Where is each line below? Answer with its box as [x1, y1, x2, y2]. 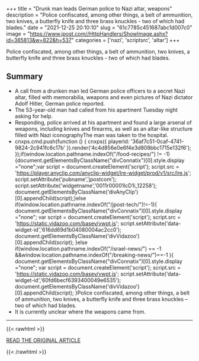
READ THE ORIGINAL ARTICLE [6, 337, 81, 344]
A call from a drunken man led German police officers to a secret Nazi [14, 87, 185, 94]
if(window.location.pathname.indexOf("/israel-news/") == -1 [14, 245, 162, 252]
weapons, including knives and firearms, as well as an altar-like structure [14, 125, 193, 132]
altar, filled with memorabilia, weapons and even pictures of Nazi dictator [14, 93, 193, 100]
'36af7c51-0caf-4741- [130, 138, 184, 145]
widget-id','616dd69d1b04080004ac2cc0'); [14, 226, 121, 233]
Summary [6, 71, 43, 82]
